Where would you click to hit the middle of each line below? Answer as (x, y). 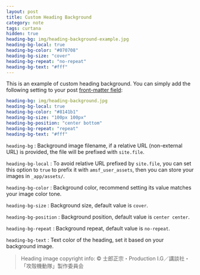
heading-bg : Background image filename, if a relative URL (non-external (94, 146)
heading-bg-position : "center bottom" (54, 123)
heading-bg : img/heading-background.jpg (57, 101)
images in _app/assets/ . (36, 176)
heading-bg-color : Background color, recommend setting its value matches (99, 187)
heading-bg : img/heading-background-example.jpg (68, 39)
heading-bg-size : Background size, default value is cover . (77, 205)
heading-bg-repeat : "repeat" (42, 128)
